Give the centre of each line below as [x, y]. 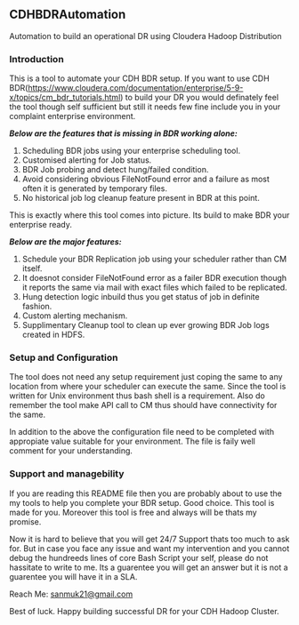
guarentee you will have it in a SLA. [73, 576]
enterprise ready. [41, 225]
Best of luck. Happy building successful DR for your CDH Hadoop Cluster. [144, 611]
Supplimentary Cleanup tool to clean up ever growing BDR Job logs [145, 325]
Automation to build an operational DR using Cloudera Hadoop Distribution [145, 36]
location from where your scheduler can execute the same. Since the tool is [148, 387]
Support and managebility [67, 474]
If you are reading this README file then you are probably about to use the [145, 493]
